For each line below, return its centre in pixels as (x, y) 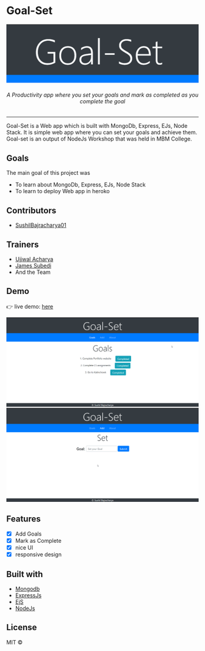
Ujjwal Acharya (34, 259)
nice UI (24, 548)
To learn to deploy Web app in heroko (62, 191)
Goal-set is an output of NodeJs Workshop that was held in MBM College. (99, 139)
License (22, 627)
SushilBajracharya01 (41, 225)
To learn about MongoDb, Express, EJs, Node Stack (81, 185)
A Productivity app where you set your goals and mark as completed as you (103, 95)
